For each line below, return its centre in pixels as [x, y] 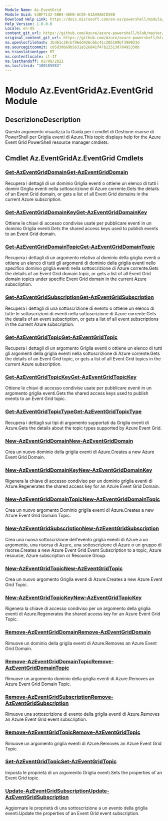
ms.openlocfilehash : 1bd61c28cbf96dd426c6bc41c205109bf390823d [72, 43]
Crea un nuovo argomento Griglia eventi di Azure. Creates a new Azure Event [84, 579]
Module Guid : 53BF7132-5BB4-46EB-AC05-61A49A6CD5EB [60, 15]
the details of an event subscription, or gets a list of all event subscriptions [82, 319]
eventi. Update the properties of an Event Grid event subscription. [72, 813]
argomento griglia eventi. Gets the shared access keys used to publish [77, 393]
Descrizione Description [43, 120]
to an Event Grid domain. [31, 234]
